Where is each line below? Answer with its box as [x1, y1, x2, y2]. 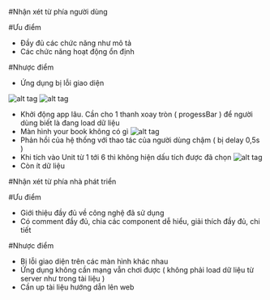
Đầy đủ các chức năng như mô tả [19, 38, 132, 48]
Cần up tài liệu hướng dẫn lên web [19, 282, 135, 292]
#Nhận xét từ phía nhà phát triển [8, 177, 117, 186]
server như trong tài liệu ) [19, 274, 105, 283]
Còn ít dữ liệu [19, 161, 65, 171]
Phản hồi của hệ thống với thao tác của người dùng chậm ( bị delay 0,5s [19, 135, 260, 145]
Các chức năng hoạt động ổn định [19, 47, 135, 56]
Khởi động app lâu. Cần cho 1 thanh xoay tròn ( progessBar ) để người [19, 109, 253, 119]
